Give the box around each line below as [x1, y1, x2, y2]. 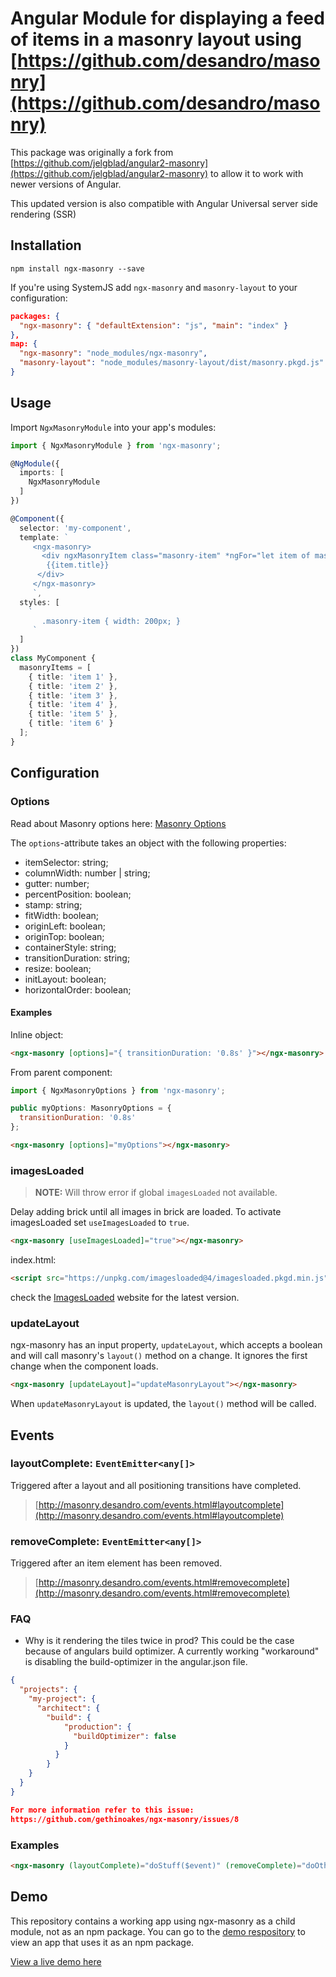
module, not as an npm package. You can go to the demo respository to [10, 1925, 306, 1937]
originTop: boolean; [24, 930, 105, 942]
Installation [10, 237, 82, 254]
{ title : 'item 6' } [28, 718, 114, 729]
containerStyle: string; [24, 941, 117, 953]
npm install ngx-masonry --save [10, 263, 145, 274]
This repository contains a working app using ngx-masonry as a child [10, 1915, 296, 1927]
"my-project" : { [28, 1694, 97, 1704]
